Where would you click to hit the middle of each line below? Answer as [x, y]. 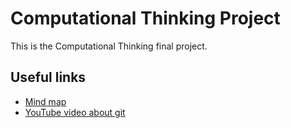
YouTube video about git [75, 112]
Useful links [48, 77]
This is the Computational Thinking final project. [109, 46]
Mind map [45, 101]
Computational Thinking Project [145, 18]
